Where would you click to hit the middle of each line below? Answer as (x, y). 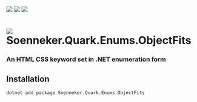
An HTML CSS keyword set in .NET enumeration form (86, 59)
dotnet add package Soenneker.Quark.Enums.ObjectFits (76, 93)
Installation (28, 79)
